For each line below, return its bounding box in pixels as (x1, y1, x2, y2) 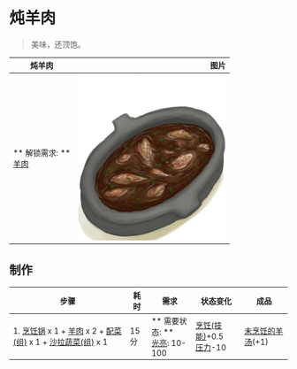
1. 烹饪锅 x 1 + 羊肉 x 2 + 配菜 (12, 326, 122, 336)
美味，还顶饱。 (30, 39, 86, 50)
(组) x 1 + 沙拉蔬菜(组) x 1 (12, 337, 108, 348)
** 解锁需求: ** (12, 148, 71, 158)
